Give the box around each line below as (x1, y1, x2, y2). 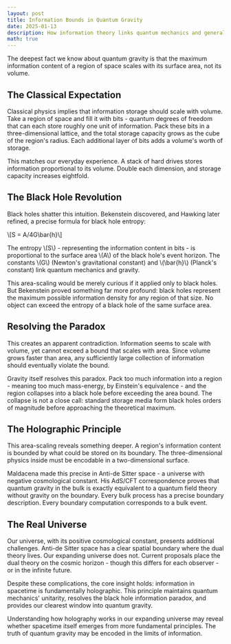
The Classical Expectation (7, 89, 122, 100)
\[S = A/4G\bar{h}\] (7, 230, 63, 238)
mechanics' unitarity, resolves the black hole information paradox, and (7, 594, 206, 602)
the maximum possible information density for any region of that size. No (7, 293, 214, 302)
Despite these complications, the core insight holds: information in (7, 579, 195, 588)
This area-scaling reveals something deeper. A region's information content (7, 441, 221, 450)
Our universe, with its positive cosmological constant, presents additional (7, 537, 214, 545)
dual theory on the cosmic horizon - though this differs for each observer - (7, 559, 219, 567)
